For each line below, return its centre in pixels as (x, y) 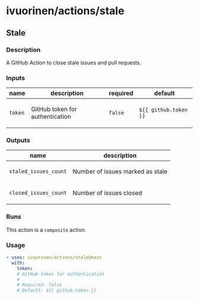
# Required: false (39, 285)
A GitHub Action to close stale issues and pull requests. (74, 62)
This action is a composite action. (46, 230)
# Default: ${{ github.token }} (57, 291)
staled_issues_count (38, 171)
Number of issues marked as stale (120, 171)
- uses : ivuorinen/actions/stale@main (54, 257)
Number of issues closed (107, 193)
